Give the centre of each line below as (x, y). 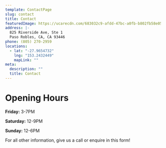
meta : (11, 64)
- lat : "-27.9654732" (32, 51)
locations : (16, 46)
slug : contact (20, 14)
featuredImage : (21, 23)
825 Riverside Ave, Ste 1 (36, 32)
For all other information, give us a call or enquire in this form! (68, 140)
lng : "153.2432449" (34, 55)
